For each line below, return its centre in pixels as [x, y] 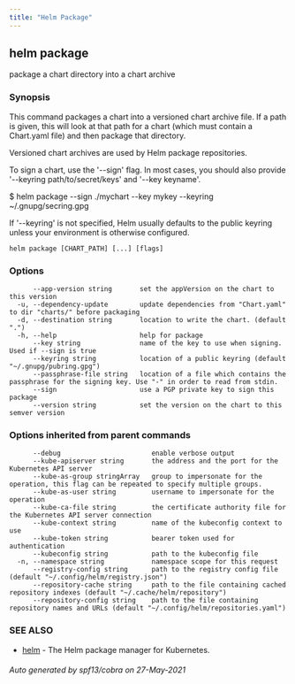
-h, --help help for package [110, 336]
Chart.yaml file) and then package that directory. [98, 135]
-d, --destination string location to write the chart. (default [152, 320]
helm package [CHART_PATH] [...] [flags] [87, 249]
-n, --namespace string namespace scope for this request [147, 562]
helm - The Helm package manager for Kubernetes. [116, 649]
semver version [37, 413]
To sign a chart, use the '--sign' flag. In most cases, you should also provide [147, 170]
